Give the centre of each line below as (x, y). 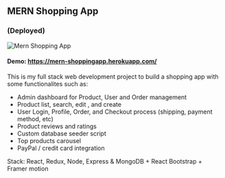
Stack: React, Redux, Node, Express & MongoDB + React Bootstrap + (105, 161)
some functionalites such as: (48, 84)
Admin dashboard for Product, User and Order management (102, 97)
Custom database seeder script (61, 133)
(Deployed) (26, 31)
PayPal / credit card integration (61, 148)
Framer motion (28, 168)
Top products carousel (49, 140)
